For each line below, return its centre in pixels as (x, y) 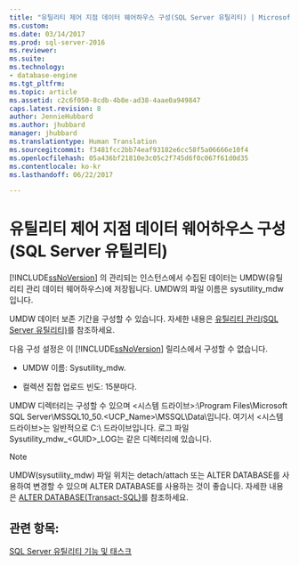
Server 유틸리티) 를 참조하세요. (62, 330)
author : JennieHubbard (51, 117)
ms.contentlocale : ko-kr (55, 166)
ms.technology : (37, 68)
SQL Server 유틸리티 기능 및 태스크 (70, 551)
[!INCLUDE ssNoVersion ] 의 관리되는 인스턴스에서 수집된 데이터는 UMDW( (139, 278)
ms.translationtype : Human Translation (83, 141)
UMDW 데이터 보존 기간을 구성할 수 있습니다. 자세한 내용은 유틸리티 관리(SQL (144, 319)
